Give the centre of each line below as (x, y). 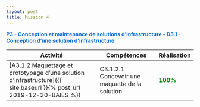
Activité (51, 55)
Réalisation (175, 55)
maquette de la (121, 84)
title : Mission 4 (28, 17)
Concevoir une (120, 76)
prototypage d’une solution (47, 73)
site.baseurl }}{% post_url (45, 87)
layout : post (22, 12)
